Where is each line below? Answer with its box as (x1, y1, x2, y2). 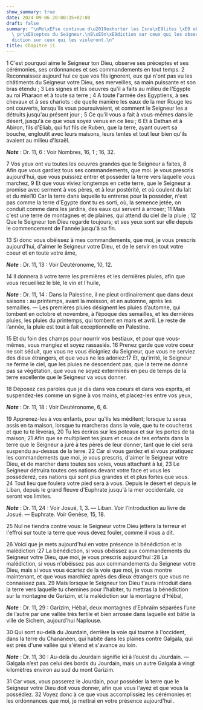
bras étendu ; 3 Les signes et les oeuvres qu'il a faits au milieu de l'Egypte (6, 85, 191, 92)
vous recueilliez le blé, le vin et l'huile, (6, 279, 101, 286)
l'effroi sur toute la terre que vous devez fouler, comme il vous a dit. (6, 529, 175, 536)
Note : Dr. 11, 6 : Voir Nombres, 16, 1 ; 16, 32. (6, 148, 115, 155)
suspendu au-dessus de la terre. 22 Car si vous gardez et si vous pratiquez (6, 447, 193, 455)
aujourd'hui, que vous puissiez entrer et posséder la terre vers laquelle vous (6, 173, 196, 180)
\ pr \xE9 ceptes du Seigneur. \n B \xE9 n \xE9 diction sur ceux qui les (11, 32, 182, 38)
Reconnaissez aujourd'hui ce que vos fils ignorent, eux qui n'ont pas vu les (6, 72, 193, 79)
